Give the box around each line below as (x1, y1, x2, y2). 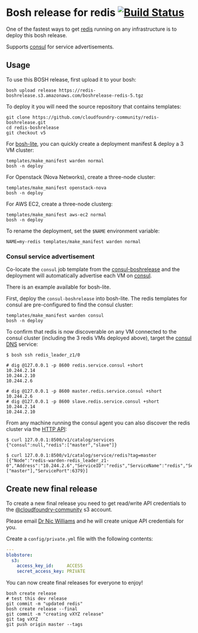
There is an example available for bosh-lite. (6, 283, 111, 291)
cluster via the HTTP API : (6, 426, 67, 433)
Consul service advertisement (6, 252, 95, 260)
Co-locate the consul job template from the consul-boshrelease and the (6, 266, 180, 273)
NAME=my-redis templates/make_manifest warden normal (6, 239, 141, 244)
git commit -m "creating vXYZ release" (6, 611, 104, 617)
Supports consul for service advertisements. (6, 43, 114, 50)
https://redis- (58, 87, 96, 93)
